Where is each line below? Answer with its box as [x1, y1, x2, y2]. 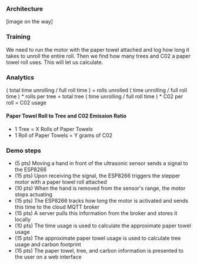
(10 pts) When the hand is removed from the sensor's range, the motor [14, 185, 186, 192]
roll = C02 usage [6, 99, 47, 106]
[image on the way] [6, 18, 53, 25]
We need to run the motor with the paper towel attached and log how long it [6, 46, 190, 53]
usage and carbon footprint [14, 241, 81, 248]
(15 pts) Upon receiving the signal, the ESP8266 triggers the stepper [14, 172, 181, 179]
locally [14, 216, 31, 223]
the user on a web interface [14, 253, 82, 260]
